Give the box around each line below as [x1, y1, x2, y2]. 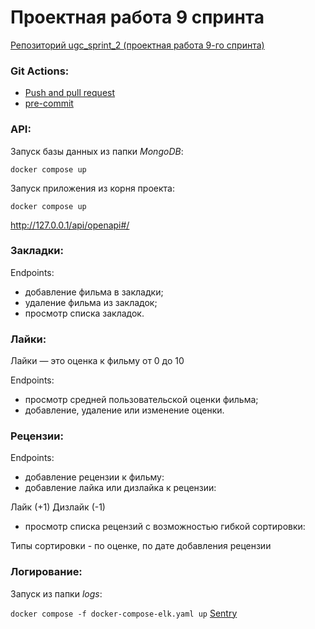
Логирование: [10, 565, 83, 579]
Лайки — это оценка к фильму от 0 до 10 [10, 355, 185, 367]
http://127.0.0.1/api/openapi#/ [10, 219, 130, 231]
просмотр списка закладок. [24, 307, 145, 319]
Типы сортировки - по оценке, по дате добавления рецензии [10, 540, 272, 552]
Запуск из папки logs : [10, 587, 103, 600]
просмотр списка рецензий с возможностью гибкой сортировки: [24, 521, 306, 533]
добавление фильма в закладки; [24, 286, 164, 298]
